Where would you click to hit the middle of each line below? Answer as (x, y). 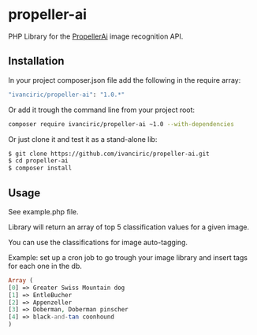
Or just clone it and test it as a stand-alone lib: (83, 139)
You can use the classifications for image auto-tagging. (98, 242)
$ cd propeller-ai (38, 161)
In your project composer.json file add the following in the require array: (125, 80)
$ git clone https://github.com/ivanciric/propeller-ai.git (109, 154)
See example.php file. (43, 211)
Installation (36, 61)
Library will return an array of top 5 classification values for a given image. (129, 227)
